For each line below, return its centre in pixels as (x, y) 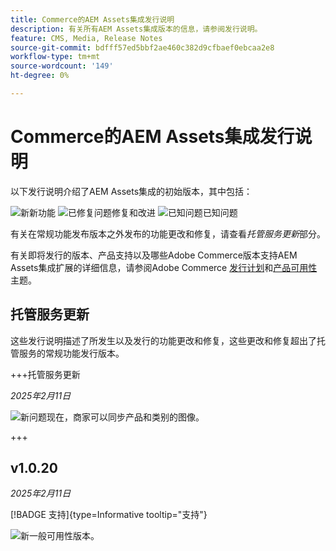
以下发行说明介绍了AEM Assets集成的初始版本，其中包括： (131, 191)
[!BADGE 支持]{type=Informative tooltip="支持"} (109, 515)
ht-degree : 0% (40, 76)
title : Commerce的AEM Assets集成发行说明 (92, 19)
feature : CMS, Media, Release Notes (86, 38)
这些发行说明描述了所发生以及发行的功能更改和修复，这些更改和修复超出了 (163, 340)
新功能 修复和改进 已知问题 (133, 212)
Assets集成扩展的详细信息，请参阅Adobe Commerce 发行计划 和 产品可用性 (164, 267)
